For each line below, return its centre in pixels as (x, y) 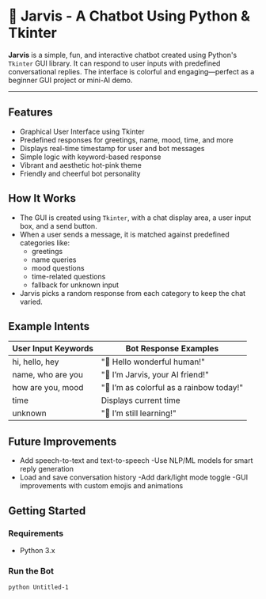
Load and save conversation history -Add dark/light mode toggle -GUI (133, 477)
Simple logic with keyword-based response (90, 157)
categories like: (45, 243)
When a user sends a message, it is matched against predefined (124, 234)
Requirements (36, 533)
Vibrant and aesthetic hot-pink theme (81, 165)
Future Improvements (63, 441)
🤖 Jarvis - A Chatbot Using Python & (129, 16)
